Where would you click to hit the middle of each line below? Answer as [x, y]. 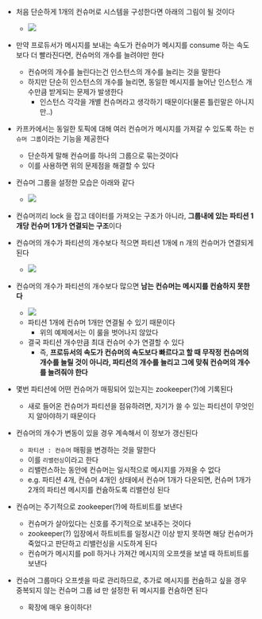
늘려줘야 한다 [68, 372]
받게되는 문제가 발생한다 [86, 92]
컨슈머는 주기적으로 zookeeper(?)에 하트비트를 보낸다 [99, 507]
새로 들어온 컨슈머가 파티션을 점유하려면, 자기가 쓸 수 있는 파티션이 [130, 406]
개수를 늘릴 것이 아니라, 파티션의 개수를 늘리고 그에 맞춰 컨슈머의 [138, 362]
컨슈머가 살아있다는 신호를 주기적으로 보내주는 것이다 [110, 523]
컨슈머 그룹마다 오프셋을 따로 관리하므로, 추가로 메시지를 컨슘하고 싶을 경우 [131, 580]
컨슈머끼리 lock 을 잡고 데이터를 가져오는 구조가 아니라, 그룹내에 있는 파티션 [132, 216]
